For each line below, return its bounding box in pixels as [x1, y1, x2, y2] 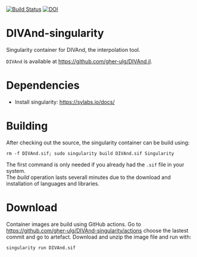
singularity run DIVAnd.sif [6, 244, 76, 250]
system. [6, 167, 26, 174]
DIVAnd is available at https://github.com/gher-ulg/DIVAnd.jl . [6, 57, 153, 65]
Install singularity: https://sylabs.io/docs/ [14, 98, 115, 106]
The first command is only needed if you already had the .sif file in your [6, 161, 185, 168]
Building [6, 119, 48, 133]
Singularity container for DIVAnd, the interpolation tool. [6, 46, 141, 53]
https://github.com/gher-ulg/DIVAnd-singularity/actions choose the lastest [6, 227, 189, 234]
